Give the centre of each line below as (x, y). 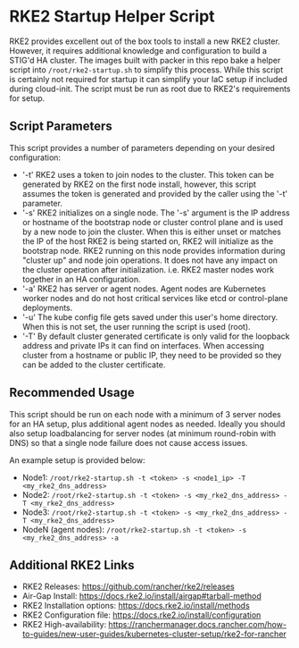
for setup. (27, 98)
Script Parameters (61, 126)
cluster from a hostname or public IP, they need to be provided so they (152, 355)
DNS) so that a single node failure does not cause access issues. (129, 442)
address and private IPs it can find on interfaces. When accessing (143, 345)
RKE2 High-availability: (64, 625)
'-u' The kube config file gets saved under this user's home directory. (150, 317)
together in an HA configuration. (81, 279)
